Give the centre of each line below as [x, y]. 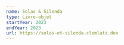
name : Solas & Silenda [34, 11]
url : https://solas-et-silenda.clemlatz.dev [62, 33]
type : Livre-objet [29, 17]
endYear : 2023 [24, 28]
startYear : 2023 [26, 22]
